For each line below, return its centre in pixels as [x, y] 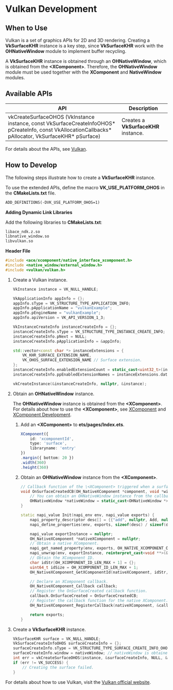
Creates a [133, 120]
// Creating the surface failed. [58, 667]
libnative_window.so [28, 236]
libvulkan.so [19, 241]
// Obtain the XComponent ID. [62, 558]
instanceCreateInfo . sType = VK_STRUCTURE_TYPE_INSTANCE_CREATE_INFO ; [89, 332]
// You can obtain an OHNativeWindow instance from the [91, 496]
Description [143, 108]
